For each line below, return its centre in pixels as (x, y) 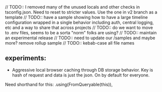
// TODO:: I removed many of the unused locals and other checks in (72, 7)
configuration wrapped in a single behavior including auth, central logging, (80, 22)
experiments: (26, 58)
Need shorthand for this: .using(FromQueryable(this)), (59, 84)
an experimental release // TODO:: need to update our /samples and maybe (80, 38)
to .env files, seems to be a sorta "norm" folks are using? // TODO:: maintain (81, 33)
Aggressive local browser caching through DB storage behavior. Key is (82, 70)
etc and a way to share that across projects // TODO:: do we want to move (79, 28)
